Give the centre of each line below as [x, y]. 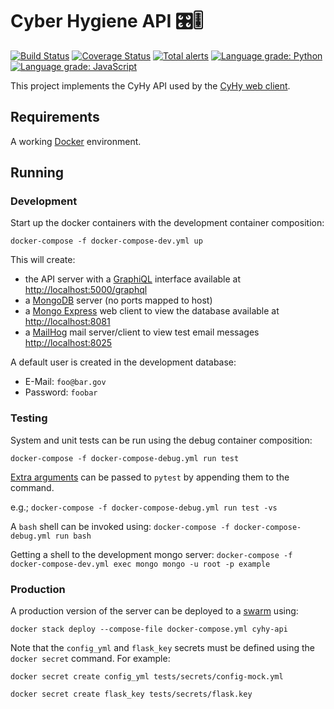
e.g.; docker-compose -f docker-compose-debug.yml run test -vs [144, 507]
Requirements [55, 117]
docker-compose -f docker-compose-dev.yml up [106, 241]
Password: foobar [61, 392]
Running [37, 173]
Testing [29, 418]
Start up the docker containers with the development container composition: [167, 223]
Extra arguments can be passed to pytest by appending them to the [150, 477]
